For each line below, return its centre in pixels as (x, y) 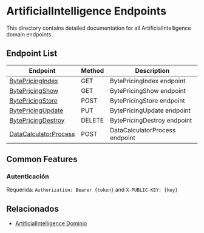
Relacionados (32, 208)
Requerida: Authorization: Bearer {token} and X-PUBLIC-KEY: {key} (92, 190)
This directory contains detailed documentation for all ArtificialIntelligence (99, 28)
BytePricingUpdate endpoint (150, 110)
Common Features (42, 159)
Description (152, 70)
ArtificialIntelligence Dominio (51, 223)
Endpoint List (32, 54)
